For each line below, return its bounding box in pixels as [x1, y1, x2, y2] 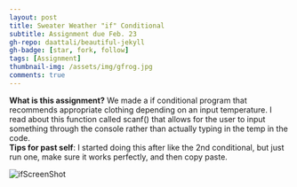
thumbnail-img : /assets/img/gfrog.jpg [9, 63, 153, 72]
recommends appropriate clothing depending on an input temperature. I [9, 104, 273, 115]
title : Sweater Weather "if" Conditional [9, 21, 165, 30]
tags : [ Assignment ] [9, 54, 82, 63]
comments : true [9, 71, 66, 80]
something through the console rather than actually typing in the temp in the [9, 123, 289, 134]
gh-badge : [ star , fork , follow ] [9, 46, 129, 55]
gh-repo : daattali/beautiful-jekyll [9, 37, 145, 47]
